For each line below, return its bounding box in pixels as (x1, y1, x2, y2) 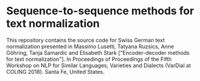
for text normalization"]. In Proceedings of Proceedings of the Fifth (6, 55, 172, 63)
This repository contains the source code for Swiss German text (6, 36, 165, 43)
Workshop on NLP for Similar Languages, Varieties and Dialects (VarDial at (6, 61, 191, 69)
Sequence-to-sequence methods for (6, 4, 195, 18)
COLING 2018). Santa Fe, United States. (6, 68, 105, 75)
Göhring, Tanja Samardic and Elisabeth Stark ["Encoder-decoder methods (6, 49, 190, 56)
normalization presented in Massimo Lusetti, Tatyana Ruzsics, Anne (6, 43, 175, 50)
